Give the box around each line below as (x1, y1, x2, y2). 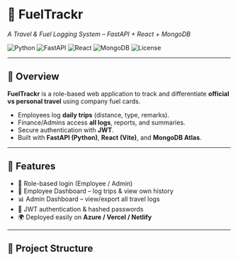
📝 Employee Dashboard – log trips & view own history (17, 187, 174, 195)
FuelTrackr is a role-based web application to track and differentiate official (7, 89, 229, 98)
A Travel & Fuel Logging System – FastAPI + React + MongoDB (7, 30, 191, 38)
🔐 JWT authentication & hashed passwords (17, 204, 144, 213)
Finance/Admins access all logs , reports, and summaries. (17, 118, 186, 127)
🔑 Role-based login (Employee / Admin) (17, 179, 133, 187)
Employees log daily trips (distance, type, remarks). (17, 110, 170, 119)
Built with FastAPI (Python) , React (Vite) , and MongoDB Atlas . (17, 133, 202, 141)
